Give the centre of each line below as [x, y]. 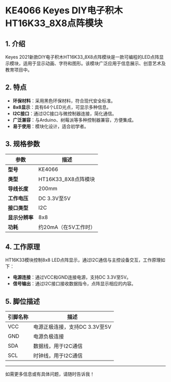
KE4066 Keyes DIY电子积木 [64, 10]
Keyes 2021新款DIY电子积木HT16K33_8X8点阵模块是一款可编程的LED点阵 [82, 57]
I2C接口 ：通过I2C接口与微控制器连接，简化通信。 [65, 114]
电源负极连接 [49, 336]
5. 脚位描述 [22, 301]
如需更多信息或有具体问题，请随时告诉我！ [50, 374]
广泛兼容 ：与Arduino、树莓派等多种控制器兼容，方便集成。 [74, 120]
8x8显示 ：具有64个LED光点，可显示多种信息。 [62, 107]
